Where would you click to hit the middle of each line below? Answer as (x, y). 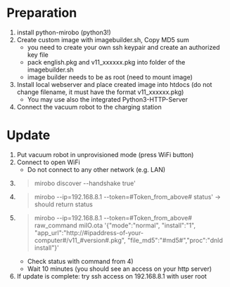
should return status (63, 204)
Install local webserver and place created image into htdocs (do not (114, 84)
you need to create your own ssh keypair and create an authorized (123, 47)
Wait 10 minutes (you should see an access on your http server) (120, 269)
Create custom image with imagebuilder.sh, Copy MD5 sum (103, 39)
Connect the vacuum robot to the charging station (89, 107)
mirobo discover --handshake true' (85, 183)
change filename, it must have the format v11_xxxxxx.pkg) (100, 92)
